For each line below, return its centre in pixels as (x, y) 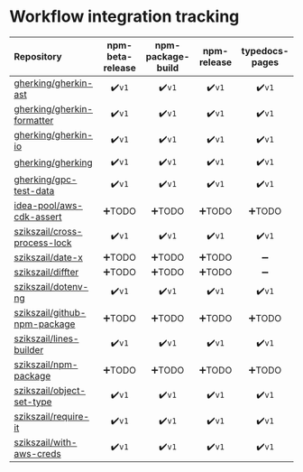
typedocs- (265, 51)
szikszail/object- (50, 390)
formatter (34, 120)
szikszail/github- (50, 312)
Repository (38, 56)
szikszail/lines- (46, 338)
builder (29, 349)
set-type (33, 402)
